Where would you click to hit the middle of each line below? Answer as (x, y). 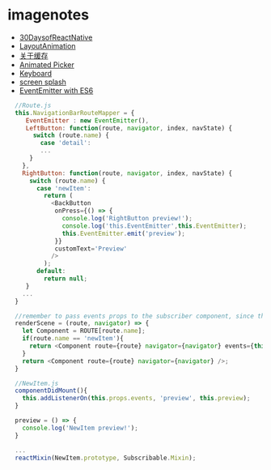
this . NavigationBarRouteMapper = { (75, 113)
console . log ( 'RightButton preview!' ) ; (127, 219)
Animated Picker (47, 64)
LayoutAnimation (47, 45)
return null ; (66, 279)
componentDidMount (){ (51, 391)
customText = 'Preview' (91, 249)
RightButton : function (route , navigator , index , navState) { (127, 173)
